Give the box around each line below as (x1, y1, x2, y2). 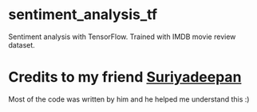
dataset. (8, 40, 36, 49)
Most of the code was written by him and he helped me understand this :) (8, 94, 250, 104)
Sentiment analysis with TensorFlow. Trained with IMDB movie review (8, 32, 236, 41)
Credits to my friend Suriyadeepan (8, 68, 242, 87)
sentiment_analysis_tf (8, 6, 158, 24)
